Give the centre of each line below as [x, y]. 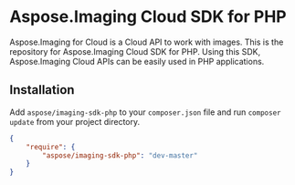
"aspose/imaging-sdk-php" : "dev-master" [120, 155]
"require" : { [51, 147]
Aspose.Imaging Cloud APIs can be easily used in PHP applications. [137, 61]
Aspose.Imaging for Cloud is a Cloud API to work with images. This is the [147, 42]
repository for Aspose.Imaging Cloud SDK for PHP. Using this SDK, [135, 51]
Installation [42, 90]
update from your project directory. [75, 121]
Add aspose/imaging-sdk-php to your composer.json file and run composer [145, 112]
